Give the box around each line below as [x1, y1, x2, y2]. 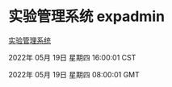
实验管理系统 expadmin [8, 7, 166, 26]
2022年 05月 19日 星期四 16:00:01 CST [8, 52, 136, 62]
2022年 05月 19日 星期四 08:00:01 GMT [8, 69, 140, 79]
